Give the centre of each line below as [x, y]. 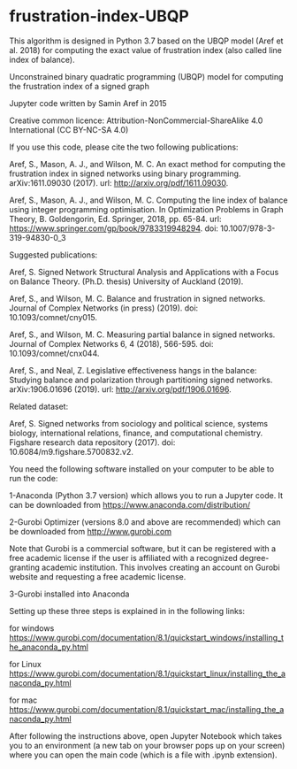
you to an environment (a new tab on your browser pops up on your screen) [147, 745]
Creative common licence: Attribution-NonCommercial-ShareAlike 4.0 [136, 120]
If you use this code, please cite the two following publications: [124, 147]
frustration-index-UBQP [99, 16]
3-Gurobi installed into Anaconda [69, 594]
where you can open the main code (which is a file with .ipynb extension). [143, 755]
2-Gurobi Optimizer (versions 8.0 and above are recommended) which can [145, 522]
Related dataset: [39, 406]
